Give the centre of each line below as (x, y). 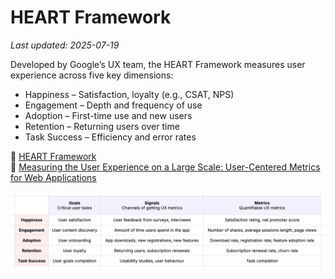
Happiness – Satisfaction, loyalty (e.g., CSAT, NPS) (129, 94)
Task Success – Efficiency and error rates (110, 137)
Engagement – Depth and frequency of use (113, 105)
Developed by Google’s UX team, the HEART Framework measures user (158, 64)
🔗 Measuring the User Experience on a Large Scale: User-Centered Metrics (165, 167)
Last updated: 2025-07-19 (65, 45)
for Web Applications (53, 177)
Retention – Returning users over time (102, 126)
